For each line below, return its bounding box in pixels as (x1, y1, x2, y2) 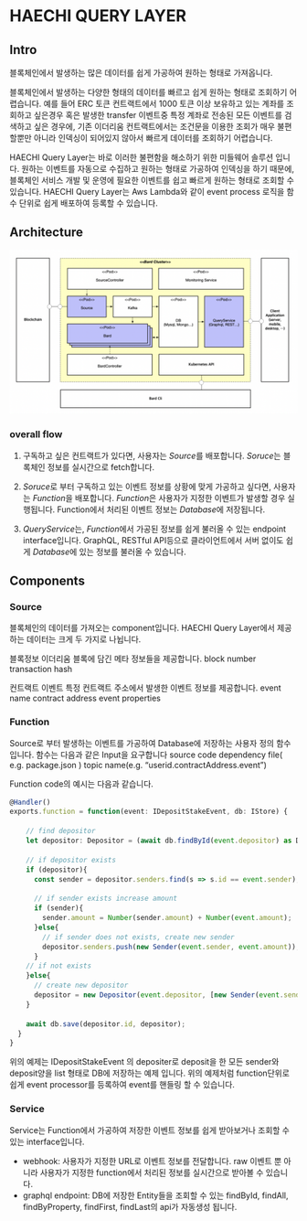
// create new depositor (33, 980, 129, 991)
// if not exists (26, 961, 92, 970)
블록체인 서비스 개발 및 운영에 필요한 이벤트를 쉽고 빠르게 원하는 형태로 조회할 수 (9, 175, 295, 186)
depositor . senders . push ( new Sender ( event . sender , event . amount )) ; (42, 942, 301, 951)
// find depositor (26, 827, 96, 836)
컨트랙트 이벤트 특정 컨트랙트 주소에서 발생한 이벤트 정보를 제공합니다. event (9, 682, 281, 693)
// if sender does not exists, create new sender (42, 932, 235, 942)
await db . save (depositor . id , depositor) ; (26, 1019, 185, 1029)
